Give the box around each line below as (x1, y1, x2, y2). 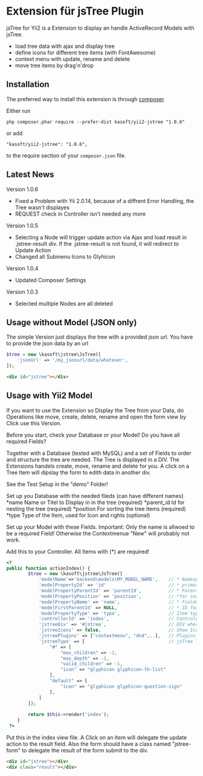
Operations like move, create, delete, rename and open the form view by (6, 413, 186, 420)
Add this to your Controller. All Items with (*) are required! (6, 548, 150, 555)
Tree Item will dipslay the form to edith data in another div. (6, 468, 151, 476)
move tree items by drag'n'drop (14, 62, 94, 69)
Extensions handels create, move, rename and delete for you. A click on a (6, 462, 189, 469)
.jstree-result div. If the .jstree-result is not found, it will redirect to (14, 240, 179, 247)
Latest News (6, 170, 54, 180)
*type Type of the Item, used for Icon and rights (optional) (6, 511, 150, 519)
